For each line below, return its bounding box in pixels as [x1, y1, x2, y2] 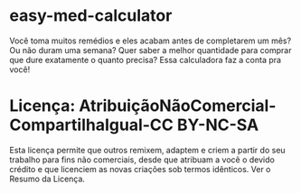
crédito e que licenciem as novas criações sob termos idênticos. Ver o [9, 163, 271, 174]
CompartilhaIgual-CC [9, 115, 174, 135]
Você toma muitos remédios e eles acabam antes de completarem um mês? [9, 35, 292, 46]
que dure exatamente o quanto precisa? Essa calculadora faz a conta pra [9, 54, 282, 65]
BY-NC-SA [176, 115, 259, 135]
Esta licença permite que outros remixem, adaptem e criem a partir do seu [9, 144, 287, 155]
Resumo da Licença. [9, 173, 86, 184]
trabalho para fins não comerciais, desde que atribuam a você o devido [9, 154, 276, 165]
